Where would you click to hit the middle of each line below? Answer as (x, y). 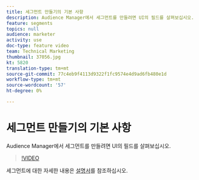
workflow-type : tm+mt (34, 79)
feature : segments (29, 23)
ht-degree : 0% (24, 91)
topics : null (23, 29)
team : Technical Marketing (40, 52)
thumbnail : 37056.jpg (34, 57)
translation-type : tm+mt (38, 68)
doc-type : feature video (38, 46)
